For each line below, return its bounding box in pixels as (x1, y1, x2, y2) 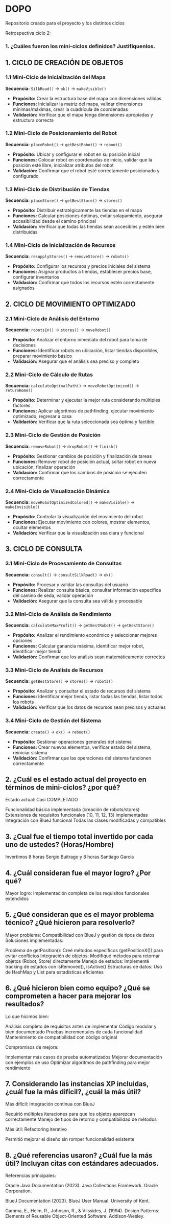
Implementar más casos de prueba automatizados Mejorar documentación (5, 1054, 162, 1060)
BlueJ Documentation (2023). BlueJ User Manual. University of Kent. (5, 1198, 150, 1204)
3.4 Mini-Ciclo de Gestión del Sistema (5, 717, 101, 724)
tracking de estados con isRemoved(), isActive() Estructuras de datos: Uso (5, 963, 162, 969)
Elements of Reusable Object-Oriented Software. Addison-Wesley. (5, 1213, 144, 1219)
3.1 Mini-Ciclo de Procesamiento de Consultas (5, 560, 122, 567)
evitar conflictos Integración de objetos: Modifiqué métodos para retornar (5, 953, 160, 959)
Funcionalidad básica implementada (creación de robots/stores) (5, 806, 140, 813)
